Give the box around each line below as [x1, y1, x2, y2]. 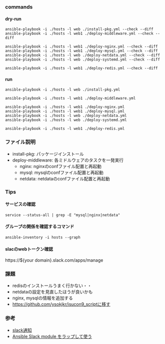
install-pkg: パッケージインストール [12, 151, 84, 157]
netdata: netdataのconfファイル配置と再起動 [19, 175, 110, 181]
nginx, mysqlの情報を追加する [12, 295, 73, 301]
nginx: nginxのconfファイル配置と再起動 [19, 163, 102, 169]
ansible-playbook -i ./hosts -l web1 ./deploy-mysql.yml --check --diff [5, 49, 158, 54]
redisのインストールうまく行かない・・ [12, 283, 92, 288]
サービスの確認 [5, 201, 36, 207]
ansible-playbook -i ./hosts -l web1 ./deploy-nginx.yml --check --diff [5, 44, 158, 49]
